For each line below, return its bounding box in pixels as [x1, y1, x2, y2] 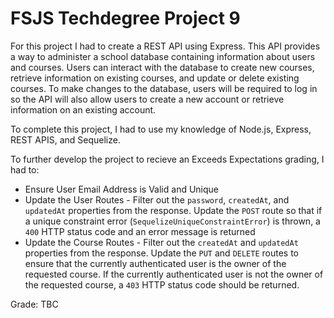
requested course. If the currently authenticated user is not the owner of [24, 268, 324, 280]
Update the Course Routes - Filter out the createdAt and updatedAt [24, 236, 299, 248]
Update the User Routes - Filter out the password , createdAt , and [24, 193, 290, 206]
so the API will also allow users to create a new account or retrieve [10, 93, 285, 105]
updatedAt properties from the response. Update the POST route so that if [24, 204, 323, 216]
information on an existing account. [10, 103, 157, 116]
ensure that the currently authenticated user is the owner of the [24, 257, 287, 269]
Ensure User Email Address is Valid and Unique [24, 183, 219, 195]
